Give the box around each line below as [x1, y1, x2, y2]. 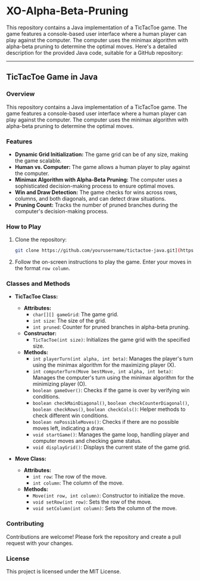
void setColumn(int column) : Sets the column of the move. [32, 505, 177, 512]
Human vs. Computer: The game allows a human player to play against [14, 163, 190, 170]
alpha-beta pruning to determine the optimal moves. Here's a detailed [6, 43, 177, 50]
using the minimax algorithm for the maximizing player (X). [32, 361, 176, 368]
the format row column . [14, 265, 70, 272]
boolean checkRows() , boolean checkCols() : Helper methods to [32, 406, 186, 413]
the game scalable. [14, 157, 62, 164]
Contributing [6, 520, 44, 528]
